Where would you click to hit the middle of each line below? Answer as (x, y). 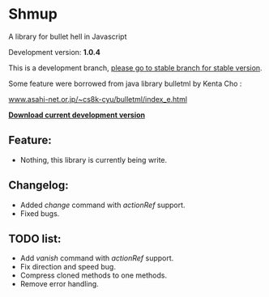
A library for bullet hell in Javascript (68, 36)
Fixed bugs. (40, 213)
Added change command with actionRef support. (102, 205)
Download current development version (77, 115)
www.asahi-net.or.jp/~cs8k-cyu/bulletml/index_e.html (98, 99)
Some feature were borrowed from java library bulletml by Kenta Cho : (125, 83)
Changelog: (38, 186)
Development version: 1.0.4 (55, 52)
